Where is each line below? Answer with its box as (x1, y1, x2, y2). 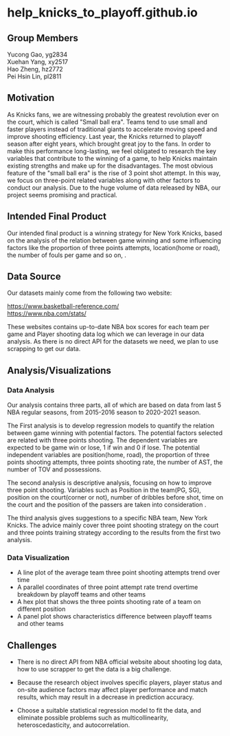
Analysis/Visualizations (7, 364, 112, 376)
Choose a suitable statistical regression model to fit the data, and (16, 706, 201, 715)
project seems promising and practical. (7, 190, 118, 199)
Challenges (7, 639, 57, 651)
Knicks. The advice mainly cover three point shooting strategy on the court (7, 521, 219, 530)
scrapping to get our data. (7, 345, 81, 353)
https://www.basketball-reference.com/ (7, 302, 119, 311)
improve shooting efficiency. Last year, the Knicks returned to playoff (7, 132, 203, 140)
